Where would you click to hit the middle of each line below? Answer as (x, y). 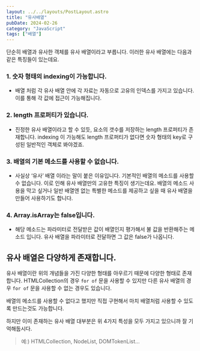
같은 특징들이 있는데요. (33, 59)
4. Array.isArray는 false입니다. (50, 215)
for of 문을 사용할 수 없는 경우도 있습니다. (62, 288)
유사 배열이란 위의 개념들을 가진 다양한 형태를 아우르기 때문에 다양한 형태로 (94, 273)
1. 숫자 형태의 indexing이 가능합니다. (56, 77)
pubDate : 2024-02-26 (32, 23)
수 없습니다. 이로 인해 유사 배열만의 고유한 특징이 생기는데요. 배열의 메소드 (101, 183)
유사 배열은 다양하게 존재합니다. (61, 258)
